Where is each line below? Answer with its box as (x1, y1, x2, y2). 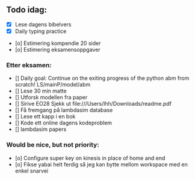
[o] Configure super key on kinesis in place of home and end (14, 154, 166, 162)
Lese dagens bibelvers (14, 20, 72, 28)
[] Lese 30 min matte (14, 87, 67, 95)
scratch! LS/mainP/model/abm (14, 81, 91, 88)
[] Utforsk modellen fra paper (14, 94, 88, 101)
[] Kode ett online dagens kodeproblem (14, 120, 113, 127)
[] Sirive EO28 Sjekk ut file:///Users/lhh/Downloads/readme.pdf (14, 100, 172, 108)
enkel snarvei (14, 167, 49, 174)
